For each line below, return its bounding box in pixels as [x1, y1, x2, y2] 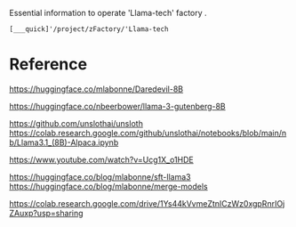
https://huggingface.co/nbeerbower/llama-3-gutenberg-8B [9, 101, 227, 111]
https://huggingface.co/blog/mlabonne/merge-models [9, 181, 208, 191]
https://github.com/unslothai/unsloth [9, 118, 144, 128]
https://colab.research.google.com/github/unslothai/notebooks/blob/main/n [9, 127, 287, 138]
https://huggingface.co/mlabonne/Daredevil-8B [9, 84, 184, 94]
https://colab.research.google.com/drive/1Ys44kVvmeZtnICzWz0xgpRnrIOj [9, 198, 285, 208]
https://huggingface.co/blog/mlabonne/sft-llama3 [9, 171, 191, 182]
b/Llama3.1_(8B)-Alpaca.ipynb [9, 137, 119, 148]
